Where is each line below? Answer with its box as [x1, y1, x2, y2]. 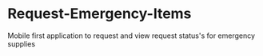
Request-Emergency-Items [7, 5, 192, 23]
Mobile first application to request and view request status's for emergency [7, 31, 256, 40]
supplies [7, 39, 36, 48]
